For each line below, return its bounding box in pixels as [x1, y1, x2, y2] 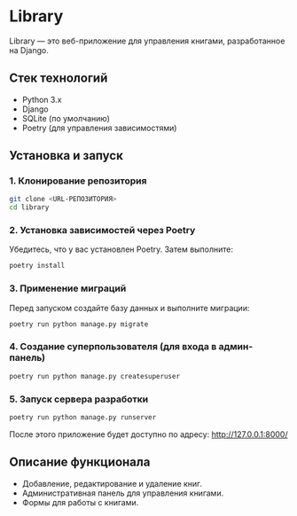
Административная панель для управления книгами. [21, 488, 224, 498]
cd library [9, 203, 50, 212]
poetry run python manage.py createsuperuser [9, 371, 180, 380]
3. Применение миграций [9, 282, 127, 294]
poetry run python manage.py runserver [9, 413, 157, 422]
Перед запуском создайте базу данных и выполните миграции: [9, 302, 250, 313]
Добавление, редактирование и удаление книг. [21, 478, 202, 489]
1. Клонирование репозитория [9, 175, 147, 187]
